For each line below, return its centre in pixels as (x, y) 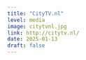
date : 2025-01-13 (33, 39)
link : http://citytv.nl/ (43, 33)
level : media (26, 20)
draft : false (26, 46)
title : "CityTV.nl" (36, 13)
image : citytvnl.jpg (37, 26)
